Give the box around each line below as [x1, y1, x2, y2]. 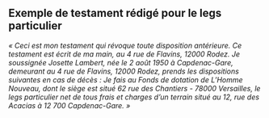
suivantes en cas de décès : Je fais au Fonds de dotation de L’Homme [8, 74, 244, 84]
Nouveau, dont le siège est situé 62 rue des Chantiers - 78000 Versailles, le [8, 83, 261, 93]
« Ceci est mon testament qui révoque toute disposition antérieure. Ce [8, 40, 242, 50]
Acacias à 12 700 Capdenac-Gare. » [8, 100, 131, 110]
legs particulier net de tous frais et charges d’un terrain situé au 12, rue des [8, 92, 260, 102]
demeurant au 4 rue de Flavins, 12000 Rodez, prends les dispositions [8, 66, 240, 76]
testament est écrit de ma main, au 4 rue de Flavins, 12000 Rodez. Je [8, 48, 241, 59]
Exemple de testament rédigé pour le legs [8, 6, 222, 20]
